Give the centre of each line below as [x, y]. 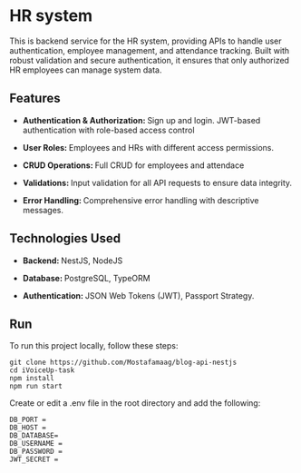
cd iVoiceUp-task [42, 370]
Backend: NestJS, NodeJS [73, 261]
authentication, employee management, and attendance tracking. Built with [150, 50]
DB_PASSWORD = [36, 452]
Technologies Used [65, 238]
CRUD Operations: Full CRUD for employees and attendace [133, 165]
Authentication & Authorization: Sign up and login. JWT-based [141, 120]
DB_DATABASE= [34, 436]
